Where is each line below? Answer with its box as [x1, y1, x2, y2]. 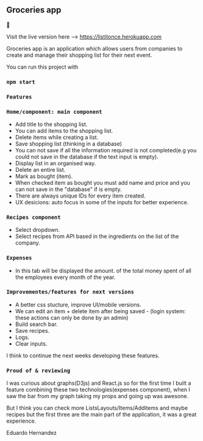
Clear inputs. [15, 339, 48, 347]
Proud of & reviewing [6, 367, 71, 374]
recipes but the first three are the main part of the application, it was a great [6, 411, 197, 418]
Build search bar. [15, 321, 58, 328]
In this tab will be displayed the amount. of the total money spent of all [15, 267, 192, 274]
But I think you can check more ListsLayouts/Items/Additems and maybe [6, 404, 188, 412]
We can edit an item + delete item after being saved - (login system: [15, 307, 186, 314]
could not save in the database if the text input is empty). [15, 153, 158, 160]
